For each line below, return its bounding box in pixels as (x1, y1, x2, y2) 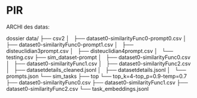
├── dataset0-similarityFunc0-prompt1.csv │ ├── (6, 41, 134, 48)
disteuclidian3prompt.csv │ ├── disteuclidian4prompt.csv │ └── (6, 47, 174, 54)
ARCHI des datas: (6, 23, 50, 30)
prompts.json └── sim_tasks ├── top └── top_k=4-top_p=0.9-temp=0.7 (6, 72, 187, 80)
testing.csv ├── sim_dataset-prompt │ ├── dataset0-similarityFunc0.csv (6, 53, 190, 61)
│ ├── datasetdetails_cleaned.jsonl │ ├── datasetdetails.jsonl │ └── (6, 66, 187, 73)
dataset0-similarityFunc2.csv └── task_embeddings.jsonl (6, 85, 149, 92)
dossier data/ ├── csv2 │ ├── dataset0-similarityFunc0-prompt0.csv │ (6, 34, 187, 42)
